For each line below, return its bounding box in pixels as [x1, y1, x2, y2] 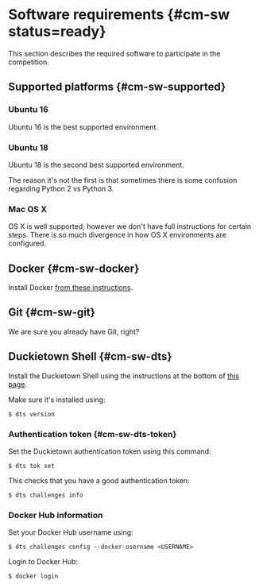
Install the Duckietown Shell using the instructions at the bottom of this [8, 371, 240, 381]
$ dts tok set [8, 462, 56, 470]
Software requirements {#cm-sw [8, 6, 230, 24]
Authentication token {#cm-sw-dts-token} [8, 428, 177, 439]
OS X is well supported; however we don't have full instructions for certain [8, 222, 252, 231]
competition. [8, 57, 50, 67]
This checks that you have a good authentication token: [8, 475, 190, 485]
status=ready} [8, 22, 106, 41]
